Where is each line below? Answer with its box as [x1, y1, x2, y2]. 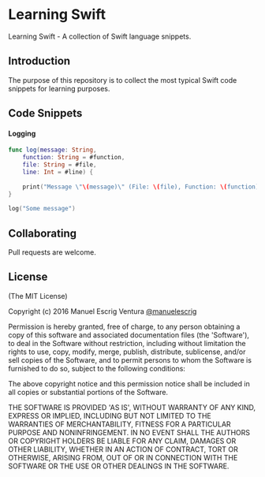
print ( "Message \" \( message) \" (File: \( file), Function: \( [22, 183, 227, 191]
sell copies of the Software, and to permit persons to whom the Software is [8, 355, 252, 364]
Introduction [8, 54, 71, 68]
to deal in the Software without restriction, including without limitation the [8, 338, 246, 348]
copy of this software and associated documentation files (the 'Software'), [8, 330, 250, 340]
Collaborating [8, 226, 77, 240]
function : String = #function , [22, 154, 125, 162]
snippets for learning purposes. [8, 84, 110, 93]
